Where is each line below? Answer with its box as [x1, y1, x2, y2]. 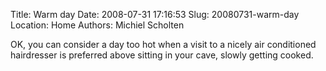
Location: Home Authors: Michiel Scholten [10, 19, 185, 31]
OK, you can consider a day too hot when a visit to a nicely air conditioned [10, 39, 317, 50]
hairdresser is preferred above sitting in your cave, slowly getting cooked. [10, 49, 314, 61]
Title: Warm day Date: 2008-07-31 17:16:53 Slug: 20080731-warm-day [10, 9, 300, 20]
